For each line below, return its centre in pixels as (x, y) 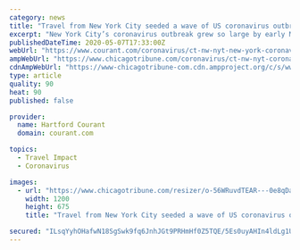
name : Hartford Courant (61, 125)
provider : (28, 117)
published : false (42, 100)
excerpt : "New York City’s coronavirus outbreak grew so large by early (147, 34)
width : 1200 (47, 199)
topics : (24, 150)
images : (24, 182)
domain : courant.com (55, 133)
